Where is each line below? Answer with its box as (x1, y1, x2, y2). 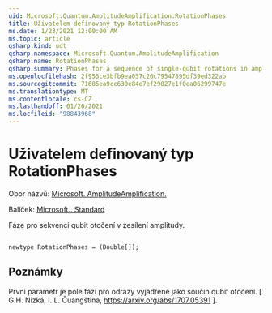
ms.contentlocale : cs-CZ (8, 95, 92, 103)
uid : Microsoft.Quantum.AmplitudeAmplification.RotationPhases (8, 11, 227, 20)
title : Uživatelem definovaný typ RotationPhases (8, 19, 180, 28)
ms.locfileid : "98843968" (8, 110, 96, 118)
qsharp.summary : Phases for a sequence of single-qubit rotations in (8, 65, 249, 73)
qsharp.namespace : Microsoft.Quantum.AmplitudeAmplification (8, 49, 219, 58)
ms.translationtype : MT (8, 87, 89, 96)
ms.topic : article (8, 34, 70, 43)
